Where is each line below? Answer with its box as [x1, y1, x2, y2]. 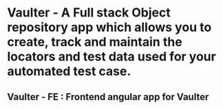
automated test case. [7, 63, 131, 79]
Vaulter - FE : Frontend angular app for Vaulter [7, 91, 209, 103]
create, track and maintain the [7, 34, 182, 50]
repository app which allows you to [7, 19, 212, 35]
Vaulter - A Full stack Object [7, 5, 171, 21]
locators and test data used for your [7, 49, 217, 65]
